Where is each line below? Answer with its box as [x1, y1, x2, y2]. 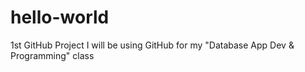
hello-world [10, 6, 110, 29]
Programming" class [10, 49, 95, 61]
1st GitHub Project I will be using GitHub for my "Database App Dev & [10, 39, 295, 51]
